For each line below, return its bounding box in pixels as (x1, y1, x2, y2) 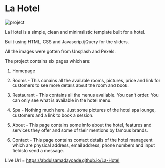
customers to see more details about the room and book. (12, 83, 129, 88)
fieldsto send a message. (12, 147, 64, 153)
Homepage (12, 68, 36, 74)
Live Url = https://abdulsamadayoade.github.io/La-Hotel (5, 157, 120, 163)
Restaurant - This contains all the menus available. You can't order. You (12, 92, 159, 98)
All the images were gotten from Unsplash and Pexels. (5, 48, 116, 54)
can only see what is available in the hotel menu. (12, 97, 112, 103)
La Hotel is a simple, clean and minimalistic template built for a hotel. (5, 29, 146, 35)
